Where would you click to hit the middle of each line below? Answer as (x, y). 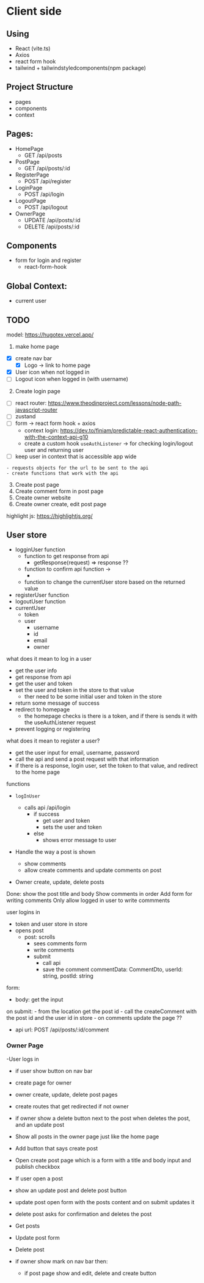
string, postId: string (68, 976)
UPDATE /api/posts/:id (52, 220)
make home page (37, 347)
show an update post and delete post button (71, 1190)
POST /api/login (44, 194)
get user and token (66, 821)
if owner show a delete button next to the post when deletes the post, (103, 1118)
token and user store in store (51, 924)
